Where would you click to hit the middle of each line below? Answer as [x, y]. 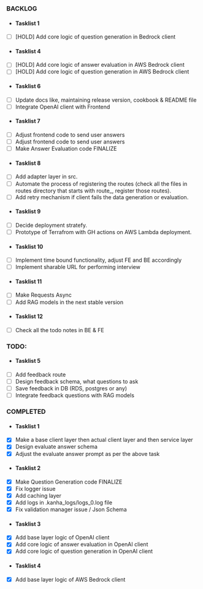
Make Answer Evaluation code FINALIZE [66, 149]
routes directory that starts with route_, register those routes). [93, 191]
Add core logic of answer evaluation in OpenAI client [82, 544]
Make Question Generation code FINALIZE [69, 482]
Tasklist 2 [28, 468]
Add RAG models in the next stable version [69, 302]
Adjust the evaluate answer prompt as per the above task [87, 454]
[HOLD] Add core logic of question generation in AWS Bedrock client [102, 72]
